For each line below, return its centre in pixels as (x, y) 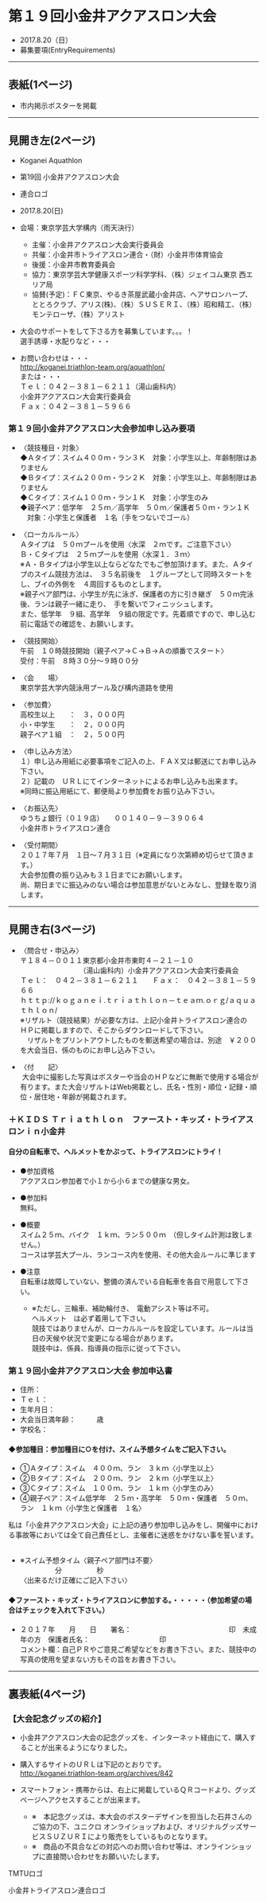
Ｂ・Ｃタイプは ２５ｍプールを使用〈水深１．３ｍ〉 (107, 554)
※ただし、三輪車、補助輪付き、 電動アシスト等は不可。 (122, 1308)
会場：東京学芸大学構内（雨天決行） (79, 227)
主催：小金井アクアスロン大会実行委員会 (98, 245)
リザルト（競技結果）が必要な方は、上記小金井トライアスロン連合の (136, 1019)
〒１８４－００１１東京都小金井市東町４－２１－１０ (107, 960)
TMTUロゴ (26, 1873)
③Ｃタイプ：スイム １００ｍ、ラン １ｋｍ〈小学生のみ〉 (118, 1488)
